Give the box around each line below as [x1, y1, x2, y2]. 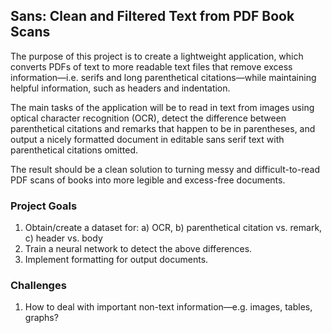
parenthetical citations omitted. [10, 144, 139, 156]
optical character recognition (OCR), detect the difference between [10, 112, 287, 124]
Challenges [10, 279, 67, 293]
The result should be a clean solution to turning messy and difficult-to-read [10, 163, 320, 175]
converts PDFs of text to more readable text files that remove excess [10, 60, 293, 73]
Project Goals [10, 199, 78, 213]
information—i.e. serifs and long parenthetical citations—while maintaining [10, 71, 317, 83]
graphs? [24, 312, 59, 324]
